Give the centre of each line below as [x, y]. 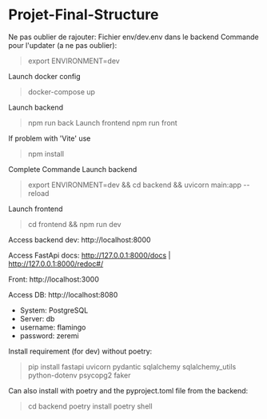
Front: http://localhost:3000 [54, 279]
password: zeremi [49, 335]
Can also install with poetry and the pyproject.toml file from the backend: [128, 390]
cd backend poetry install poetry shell [90, 406]
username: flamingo [53, 327]
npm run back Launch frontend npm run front [102, 122]
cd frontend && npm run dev [74, 224]
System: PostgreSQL [54, 310]
